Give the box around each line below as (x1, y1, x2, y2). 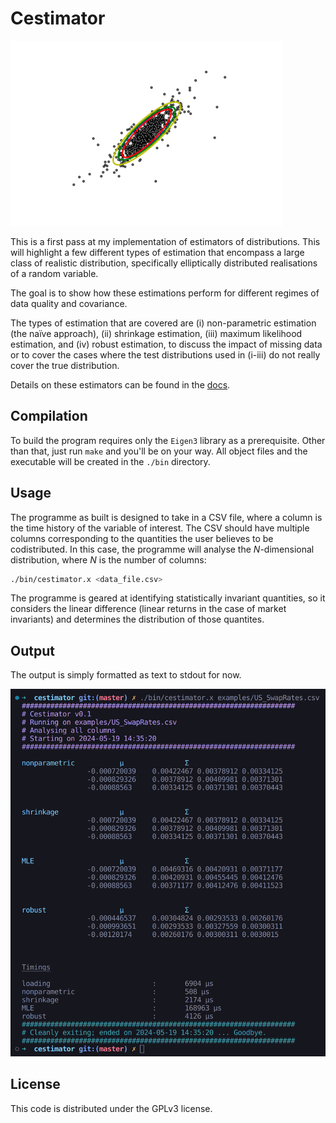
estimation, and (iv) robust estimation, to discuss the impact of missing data (10, 338, 323, 350)
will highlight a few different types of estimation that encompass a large (10, 246, 305, 258)
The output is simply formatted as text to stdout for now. (10, 669, 242, 681)
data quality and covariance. (10, 297, 128, 309)
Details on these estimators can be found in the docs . (10, 378, 231, 391)
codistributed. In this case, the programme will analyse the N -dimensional (10, 543, 315, 555)
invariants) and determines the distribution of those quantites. (10, 613, 265, 626)
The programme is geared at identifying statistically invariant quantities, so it (10, 592, 326, 604)
